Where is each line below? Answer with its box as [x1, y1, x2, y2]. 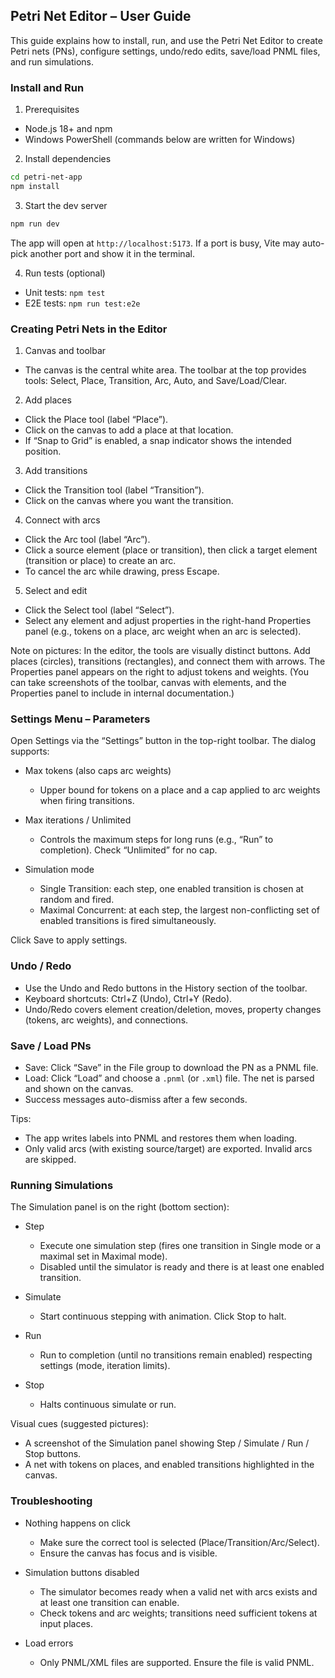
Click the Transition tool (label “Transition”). [24, 484, 205, 496]
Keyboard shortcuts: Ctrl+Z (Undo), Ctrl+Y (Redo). [24, 992, 233, 1004]
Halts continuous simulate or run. [39, 1399, 177, 1411]
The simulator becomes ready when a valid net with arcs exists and [39, 1585, 318, 1598]
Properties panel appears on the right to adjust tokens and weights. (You [10, 666, 309, 678]
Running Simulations [10, 1178, 114, 1192]
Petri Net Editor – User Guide [10, 8, 192, 25]
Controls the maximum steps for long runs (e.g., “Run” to [39, 834, 274, 846]
